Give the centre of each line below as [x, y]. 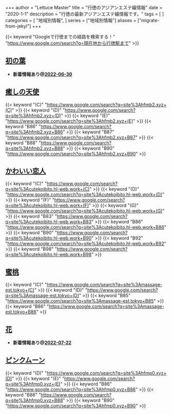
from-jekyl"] [18, 26]
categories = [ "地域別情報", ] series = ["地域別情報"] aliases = [71, 20]
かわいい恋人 [26, 171]
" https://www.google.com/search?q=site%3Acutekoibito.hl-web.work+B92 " [86, 244]
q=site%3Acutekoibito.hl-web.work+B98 [49, 254]
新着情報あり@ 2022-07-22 [42, 343]
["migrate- [148, 20]
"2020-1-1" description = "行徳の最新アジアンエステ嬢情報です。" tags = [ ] [85, 14]
